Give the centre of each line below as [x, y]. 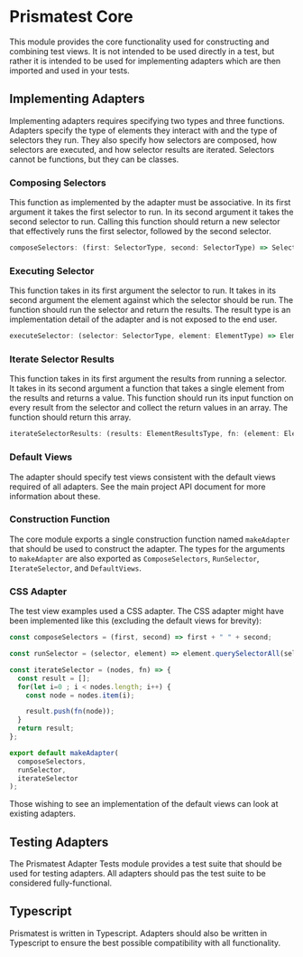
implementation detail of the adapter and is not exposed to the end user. [143, 319]
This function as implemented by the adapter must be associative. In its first [150, 203]
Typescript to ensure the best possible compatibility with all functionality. [145, 943]
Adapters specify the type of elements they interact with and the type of [143, 130]
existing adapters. [43, 814]
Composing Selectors [58, 183]
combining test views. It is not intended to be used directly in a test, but [142, 51]
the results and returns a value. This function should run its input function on [151, 398]
